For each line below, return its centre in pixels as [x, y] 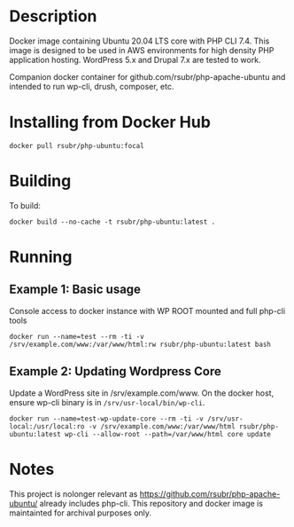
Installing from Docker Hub [110, 122]
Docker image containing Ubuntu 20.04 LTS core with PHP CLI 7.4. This [139, 41]
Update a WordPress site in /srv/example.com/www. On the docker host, [142, 393]
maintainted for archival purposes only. [81, 513]
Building [40, 181]
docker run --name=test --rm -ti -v [77, 336]
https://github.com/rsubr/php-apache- [210, 493]
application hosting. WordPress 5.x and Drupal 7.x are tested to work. [135, 59]
